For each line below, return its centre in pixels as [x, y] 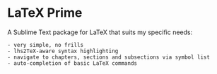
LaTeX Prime [45, 13]
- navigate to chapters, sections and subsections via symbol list [109, 57]
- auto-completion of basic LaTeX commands [72, 63]
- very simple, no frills [45, 45]
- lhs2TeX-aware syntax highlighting [63, 51]
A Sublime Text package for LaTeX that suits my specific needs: [100, 32]
